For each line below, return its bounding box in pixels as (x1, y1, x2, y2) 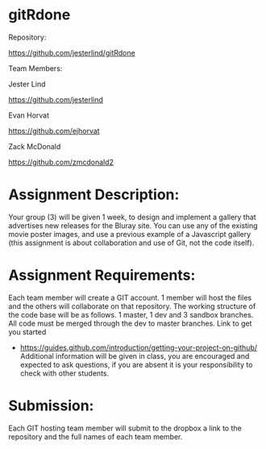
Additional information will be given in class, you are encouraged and (19, 351, 250, 360)
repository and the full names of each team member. (8, 431, 183, 441)
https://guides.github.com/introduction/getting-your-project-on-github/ (19, 343, 258, 352)
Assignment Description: (8, 185, 180, 204)
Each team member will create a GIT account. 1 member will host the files (8, 293, 252, 302)
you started (8, 326, 47, 336)
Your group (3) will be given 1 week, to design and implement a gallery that (8, 212, 256, 222)
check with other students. (19, 368, 110, 378)
